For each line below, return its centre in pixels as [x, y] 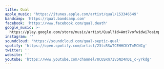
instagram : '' [20, 37]
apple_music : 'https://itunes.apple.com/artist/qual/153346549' [72, 14]
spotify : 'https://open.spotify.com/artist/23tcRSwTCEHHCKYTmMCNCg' [76, 46]
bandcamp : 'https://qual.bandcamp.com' [46, 18]
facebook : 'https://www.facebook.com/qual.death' [57, 23]
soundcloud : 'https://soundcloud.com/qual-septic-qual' [63, 41]
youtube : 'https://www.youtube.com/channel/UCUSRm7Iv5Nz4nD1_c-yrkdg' [78, 59]
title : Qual [17, 9]
